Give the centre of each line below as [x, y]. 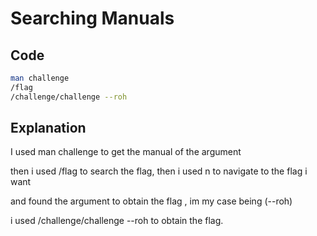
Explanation [48, 128]
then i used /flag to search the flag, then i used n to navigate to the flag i [159, 171]
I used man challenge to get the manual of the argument [126, 152]
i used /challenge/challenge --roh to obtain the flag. [117, 221]
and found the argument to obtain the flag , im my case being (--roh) [151, 201]
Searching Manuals [92, 18]
